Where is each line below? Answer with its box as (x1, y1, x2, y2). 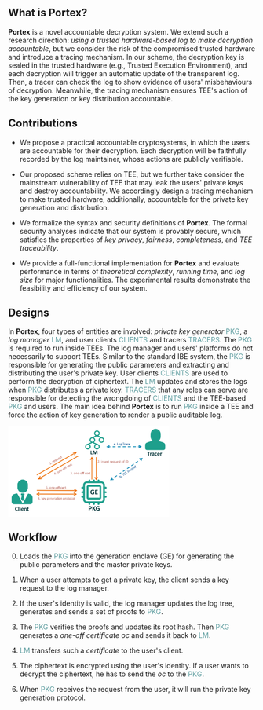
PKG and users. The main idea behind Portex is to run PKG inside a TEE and (8, 402, 254, 412)
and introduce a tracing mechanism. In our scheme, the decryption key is (8, 52, 245, 61)
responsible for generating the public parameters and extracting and (8, 360, 230, 370)
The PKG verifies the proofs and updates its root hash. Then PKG (19, 622, 230, 631)
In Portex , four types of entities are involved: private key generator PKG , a (8, 327, 248, 336)
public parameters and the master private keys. (19, 560, 173, 569)
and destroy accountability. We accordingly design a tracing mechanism (19, 186, 254, 196)
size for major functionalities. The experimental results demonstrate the (19, 275, 251, 284)
